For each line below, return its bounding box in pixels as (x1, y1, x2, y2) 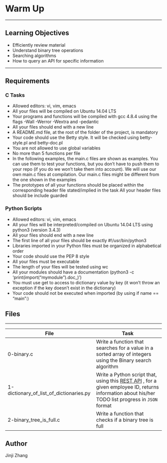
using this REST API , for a (96, 377, 157, 384)
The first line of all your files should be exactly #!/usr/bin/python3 (12, 237, 147, 243)
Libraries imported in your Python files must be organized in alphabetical (12, 243, 162, 249)
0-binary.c (7, 350, 33, 357)
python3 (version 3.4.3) (12, 227, 61, 233)
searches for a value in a (96, 344, 154, 351)
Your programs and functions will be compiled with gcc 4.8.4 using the (12, 114, 158, 120)
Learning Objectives (5, 29, 70, 37)
